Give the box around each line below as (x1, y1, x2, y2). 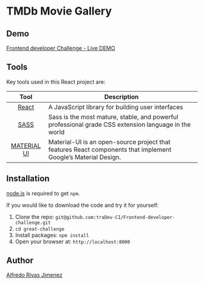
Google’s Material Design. (48, 153, 121, 161)
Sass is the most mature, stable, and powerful (48, 112, 178, 121)
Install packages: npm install (15, 231, 89, 238)
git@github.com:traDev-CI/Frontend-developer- (55, 214, 175, 220)
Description (104, 92, 139, 101)
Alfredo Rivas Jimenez (6, 271, 63, 279)
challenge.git (15, 220, 51, 226)
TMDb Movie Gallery (6, 4, 112, 18)
